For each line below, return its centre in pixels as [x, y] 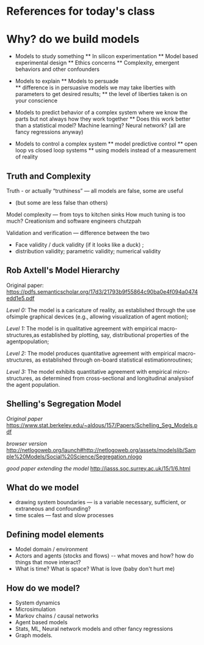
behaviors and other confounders [57, 69]
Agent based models [41, 622]
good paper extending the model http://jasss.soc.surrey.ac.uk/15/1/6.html [98, 468]
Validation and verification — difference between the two [78, 233]
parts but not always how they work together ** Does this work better [103, 119]
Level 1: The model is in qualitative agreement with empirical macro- [92, 328]
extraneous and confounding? [53, 509]
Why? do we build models [73, 39]
